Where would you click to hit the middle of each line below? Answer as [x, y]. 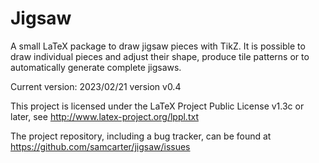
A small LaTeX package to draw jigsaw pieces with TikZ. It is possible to [158, 46]
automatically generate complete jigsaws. [96, 67]
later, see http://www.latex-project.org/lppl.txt [104, 116]
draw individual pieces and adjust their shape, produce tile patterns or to [160, 56]
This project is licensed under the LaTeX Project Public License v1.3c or [157, 106]
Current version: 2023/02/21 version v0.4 [96, 86]
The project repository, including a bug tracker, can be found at [141, 136]
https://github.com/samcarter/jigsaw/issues [100, 146]
